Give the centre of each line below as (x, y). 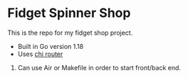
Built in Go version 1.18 (51, 46)
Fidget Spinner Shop (69, 13)
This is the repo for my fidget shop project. (70, 33)
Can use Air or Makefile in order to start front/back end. (99, 67)
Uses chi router (40, 54)
